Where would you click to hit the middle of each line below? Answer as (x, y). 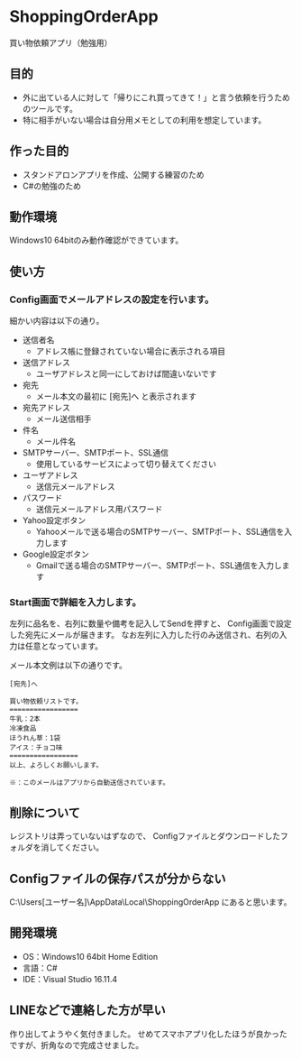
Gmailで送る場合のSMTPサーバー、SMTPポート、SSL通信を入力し (159, 566)
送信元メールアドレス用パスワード (99, 509)
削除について (45, 812)
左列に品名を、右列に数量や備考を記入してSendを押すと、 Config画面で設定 (150, 623)
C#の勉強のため (51, 186)
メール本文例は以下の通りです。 (68, 666)
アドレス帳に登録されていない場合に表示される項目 (131, 351)
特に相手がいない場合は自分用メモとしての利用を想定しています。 (144, 120)
